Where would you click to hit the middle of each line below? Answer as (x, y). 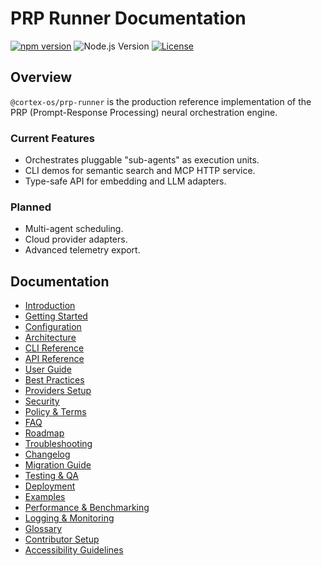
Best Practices (54, 380)
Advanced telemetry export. (82, 250)
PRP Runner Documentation (128, 18)
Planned (31, 207)
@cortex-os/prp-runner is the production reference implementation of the (161, 101)
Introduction (50, 306)
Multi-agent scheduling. (74, 229)
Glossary (43, 529)
